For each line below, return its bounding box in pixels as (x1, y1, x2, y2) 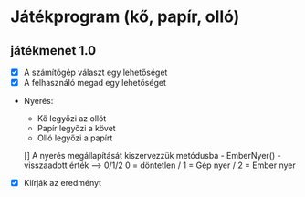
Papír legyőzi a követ (37, 123, 117, 134)
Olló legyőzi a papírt (37, 132, 113, 143)
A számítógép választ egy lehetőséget (23, 67, 168, 78)
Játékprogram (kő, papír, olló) (10, 6, 240, 27)
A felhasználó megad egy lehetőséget (23, 78, 167, 88)
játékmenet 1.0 (10, 43, 97, 58)
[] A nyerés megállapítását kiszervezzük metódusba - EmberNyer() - (23, 150, 281, 161)
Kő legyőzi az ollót (37, 113, 107, 124)
